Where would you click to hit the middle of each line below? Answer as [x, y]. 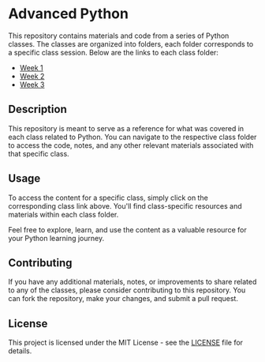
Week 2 [32, 76]
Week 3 [32, 85]
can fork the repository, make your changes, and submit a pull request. [123, 299]
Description [37, 109]
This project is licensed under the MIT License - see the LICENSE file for [125, 343]
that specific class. [39, 153]
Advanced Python [68, 14]
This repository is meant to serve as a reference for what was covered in [126, 128]
